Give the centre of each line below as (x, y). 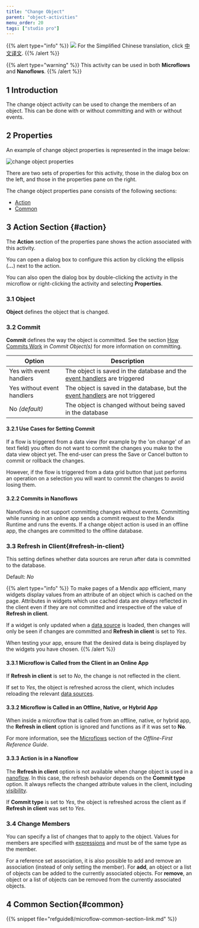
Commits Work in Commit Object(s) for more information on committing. (94, 346)
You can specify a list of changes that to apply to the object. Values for (92, 836)
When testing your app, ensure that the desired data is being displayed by (96, 642)
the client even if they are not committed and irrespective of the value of (94, 607)
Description (128, 361)
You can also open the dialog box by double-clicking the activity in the (92, 277)
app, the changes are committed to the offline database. (75, 530)
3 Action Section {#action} (56, 227)
